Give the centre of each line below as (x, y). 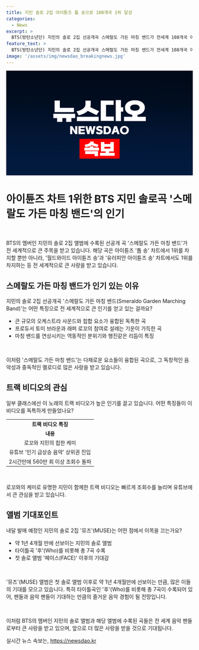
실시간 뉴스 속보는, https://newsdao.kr (51, 641)
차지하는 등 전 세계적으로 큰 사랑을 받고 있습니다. (62, 265)
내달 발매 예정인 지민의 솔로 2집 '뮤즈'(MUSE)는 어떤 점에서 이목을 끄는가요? (94, 530)
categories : (21, 19)
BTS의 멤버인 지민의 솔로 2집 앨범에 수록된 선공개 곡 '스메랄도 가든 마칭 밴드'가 (97, 243)
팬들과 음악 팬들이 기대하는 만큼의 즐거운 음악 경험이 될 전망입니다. (90, 596)
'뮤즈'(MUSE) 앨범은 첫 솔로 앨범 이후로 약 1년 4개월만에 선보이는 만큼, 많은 (93, 582)
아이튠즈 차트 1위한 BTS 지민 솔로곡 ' (90, 199)
